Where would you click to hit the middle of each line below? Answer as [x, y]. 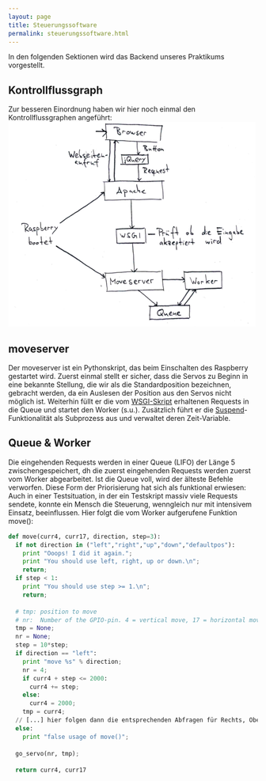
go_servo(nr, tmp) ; [47, 753]
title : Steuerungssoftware [53, 25]
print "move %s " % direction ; [72, 662]
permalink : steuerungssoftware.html [68, 33]
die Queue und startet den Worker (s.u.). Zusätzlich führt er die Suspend [126, 410]
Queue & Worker [49, 443]
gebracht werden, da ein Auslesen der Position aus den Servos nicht [120, 393]
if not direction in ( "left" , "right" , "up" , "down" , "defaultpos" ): [125, 545]
